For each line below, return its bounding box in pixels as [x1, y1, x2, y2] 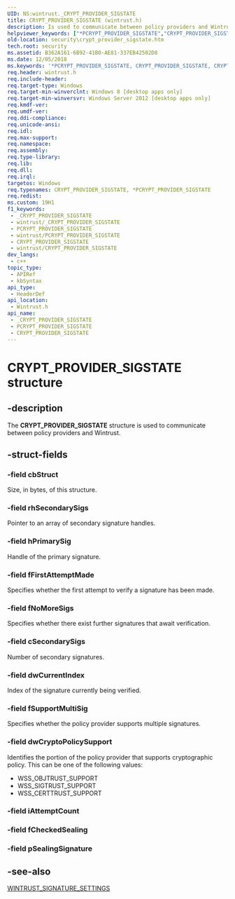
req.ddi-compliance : [7, 114, 68, 121]
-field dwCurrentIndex [7, 670, 85, 680]
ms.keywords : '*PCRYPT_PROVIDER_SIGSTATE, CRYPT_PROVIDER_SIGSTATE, [7, 62, 211, 69]
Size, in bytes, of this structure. [7, 486, 97, 494]
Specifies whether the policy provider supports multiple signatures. [7, 720, 201, 728]
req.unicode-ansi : [7, 121, 61, 128]
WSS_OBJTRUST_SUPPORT [17, 774, 99, 782]
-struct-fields [7, 448, 68, 460]
